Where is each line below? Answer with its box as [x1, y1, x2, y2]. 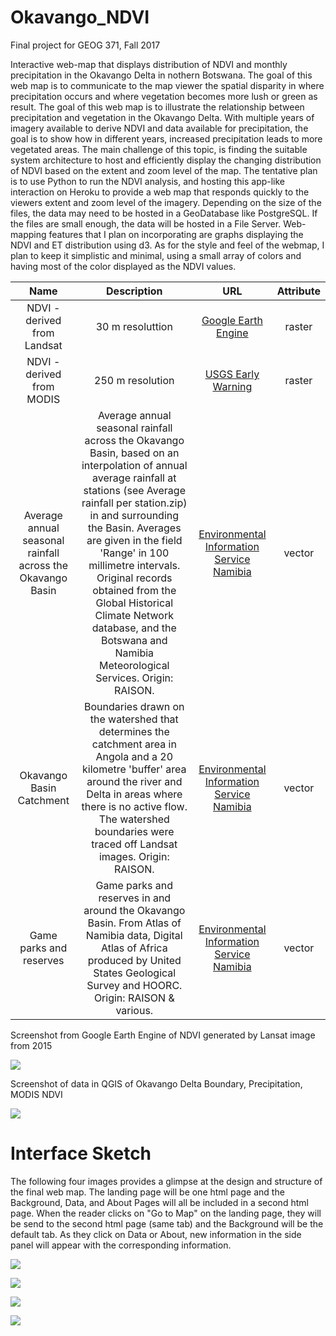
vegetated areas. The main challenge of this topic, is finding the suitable [10, 143, 308, 155]
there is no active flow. [81, 799, 188, 813]
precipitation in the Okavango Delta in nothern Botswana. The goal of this [10, 69, 313, 81]
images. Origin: [98, 849, 170, 863]
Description [106, 284, 163, 298]
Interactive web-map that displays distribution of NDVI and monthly [10, 58, 288, 70]
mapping [10, 228, 47, 240]
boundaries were [94, 824, 175, 838]
